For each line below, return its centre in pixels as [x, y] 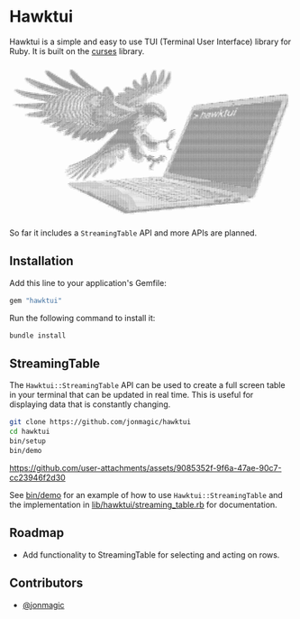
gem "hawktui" [36, 300]
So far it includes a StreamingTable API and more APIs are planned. [133, 233]
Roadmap [37, 533]
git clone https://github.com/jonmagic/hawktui [100, 422]
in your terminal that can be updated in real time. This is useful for [132, 395]
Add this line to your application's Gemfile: [88, 282]
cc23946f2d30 [37, 477]
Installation [41, 261]
